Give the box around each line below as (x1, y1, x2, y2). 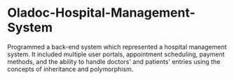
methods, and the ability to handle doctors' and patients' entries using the (7, 57, 221, 65)
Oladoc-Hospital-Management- (7, 5, 196, 21)
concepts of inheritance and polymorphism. (7, 65, 134, 73)
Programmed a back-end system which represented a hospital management (7, 42, 227, 51)
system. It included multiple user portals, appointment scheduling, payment (7, 50, 226, 58)
